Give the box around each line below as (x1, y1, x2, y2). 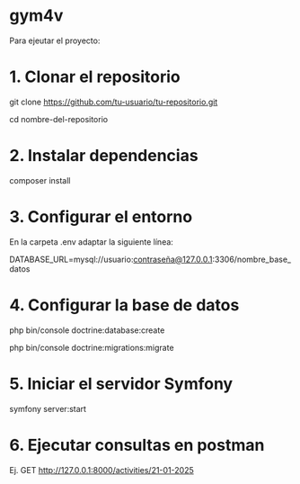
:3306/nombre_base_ (212, 254, 292, 264)
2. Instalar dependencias (9, 146, 199, 166)
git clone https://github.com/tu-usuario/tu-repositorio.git (9, 96, 218, 107)
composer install (9, 175, 71, 185)
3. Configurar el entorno (9, 207, 193, 227)
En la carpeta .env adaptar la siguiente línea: (9, 236, 173, 247)
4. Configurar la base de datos (9, 294, 240, 315)
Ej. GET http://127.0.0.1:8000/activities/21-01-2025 (9, 464, 195, 475)
